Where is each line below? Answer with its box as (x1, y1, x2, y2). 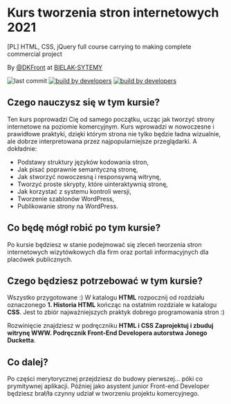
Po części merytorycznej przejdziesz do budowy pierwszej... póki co (7, 375, 203, 383)
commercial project (7, 50, 62, 58)
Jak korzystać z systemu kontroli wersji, (17, 187, 131, 195)
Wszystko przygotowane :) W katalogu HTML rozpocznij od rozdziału (7, 293, 205, 302)
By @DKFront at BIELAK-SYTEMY (7, 63, 103, 71)
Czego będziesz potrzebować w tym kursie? (7, 275, 203, 286)
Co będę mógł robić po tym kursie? (7, 222, 161, 234)
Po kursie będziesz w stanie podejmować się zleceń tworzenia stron (7, 240, 202, 248)
